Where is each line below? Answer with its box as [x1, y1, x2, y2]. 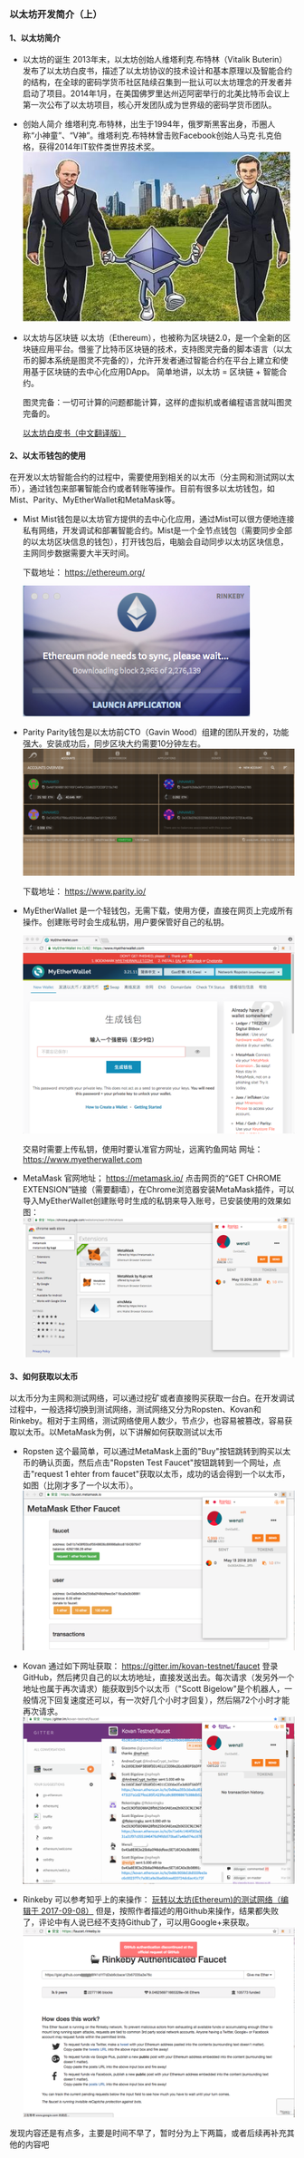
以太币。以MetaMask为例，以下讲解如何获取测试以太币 [16, 1426, 223, 1438]
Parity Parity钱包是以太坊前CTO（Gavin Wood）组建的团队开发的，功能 [22, 727, 290, 738]
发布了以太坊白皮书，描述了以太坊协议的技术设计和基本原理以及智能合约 [22, 65, 292, 76]
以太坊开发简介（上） [9, 7, 102, 20]
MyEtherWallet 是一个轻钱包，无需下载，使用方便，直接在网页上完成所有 [22, 905, 294, 916]
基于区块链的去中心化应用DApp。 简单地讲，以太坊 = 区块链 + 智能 [30, 366, 280, 377]
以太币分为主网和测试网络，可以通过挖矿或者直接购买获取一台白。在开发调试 [9, 1393, 295, 1404]
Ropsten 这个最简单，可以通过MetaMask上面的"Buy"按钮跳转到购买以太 [22, 1446, 291, 1457]
